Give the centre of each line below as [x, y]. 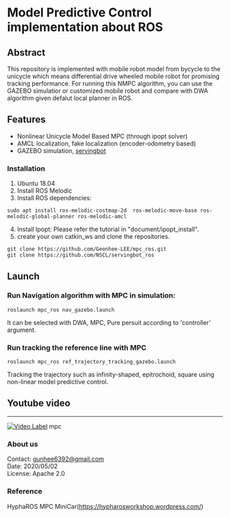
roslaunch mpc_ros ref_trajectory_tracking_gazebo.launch [91, 362]
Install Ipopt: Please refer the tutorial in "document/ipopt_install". [108, 229]
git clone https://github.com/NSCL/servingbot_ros [81, 255]
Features [26, 120]
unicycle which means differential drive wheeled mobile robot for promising [114, 76]
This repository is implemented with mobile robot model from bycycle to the [114, 69]
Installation [26, 168]
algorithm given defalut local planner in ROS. [70, 98]
